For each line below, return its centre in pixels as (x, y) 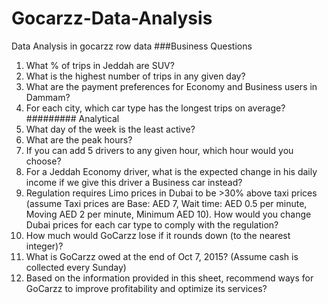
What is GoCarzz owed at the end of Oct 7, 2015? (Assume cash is (162, 256)
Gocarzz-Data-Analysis (112, 18)
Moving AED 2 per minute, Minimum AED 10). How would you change (168, 214)
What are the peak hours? (79, 139)
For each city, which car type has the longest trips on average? (155, 108)
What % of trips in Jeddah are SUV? (100, 65)
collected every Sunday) (76, 267)
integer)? (44, 246)
